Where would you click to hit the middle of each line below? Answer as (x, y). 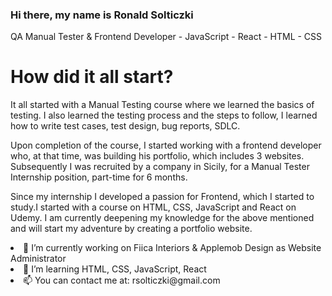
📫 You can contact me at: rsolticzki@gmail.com (122, 280)
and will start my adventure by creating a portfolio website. (131, 229)
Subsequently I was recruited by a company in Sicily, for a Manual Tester (160, 167)
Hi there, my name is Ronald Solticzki (102, 15)
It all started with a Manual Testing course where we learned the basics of (162, 105)
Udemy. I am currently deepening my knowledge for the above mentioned (162, 218)
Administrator (38, 259)
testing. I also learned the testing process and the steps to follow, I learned (164, 115)
